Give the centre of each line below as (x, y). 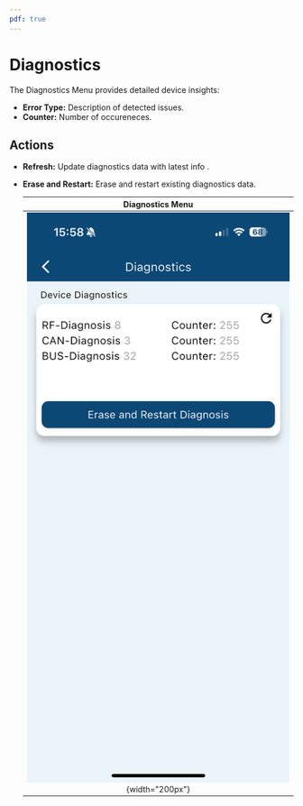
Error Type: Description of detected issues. (103, 107)
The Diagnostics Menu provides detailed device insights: (115, 89)
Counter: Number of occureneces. (87, 116)
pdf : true (28, 19)
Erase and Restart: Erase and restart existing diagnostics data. (139, 184)
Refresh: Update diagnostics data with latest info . (116, 167)
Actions (32, 145)
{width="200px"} (158, 789)
